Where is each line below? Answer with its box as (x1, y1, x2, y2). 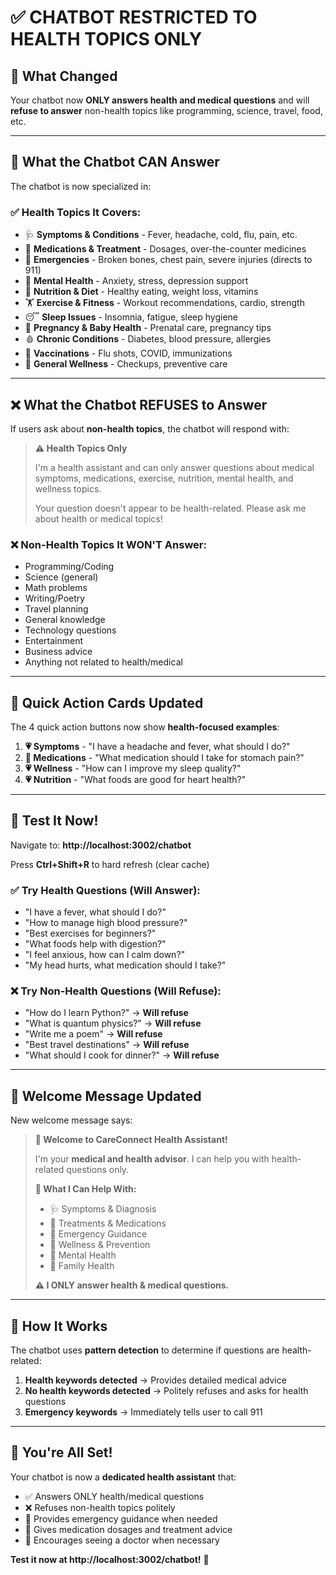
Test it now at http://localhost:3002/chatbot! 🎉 (10, 1553, 210, 1565)
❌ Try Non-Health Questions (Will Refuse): (10, 984, 222, 998)
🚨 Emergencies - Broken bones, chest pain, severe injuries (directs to (24, 254, 313, 266)
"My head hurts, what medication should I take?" (24, 959, 227, 971)
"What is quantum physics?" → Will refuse (24, 1017, 202, 1030)
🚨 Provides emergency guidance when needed (24, 1512, 218, 1525)
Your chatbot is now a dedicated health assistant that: (10, 1471, 237, 1483)
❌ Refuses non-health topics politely (24, 1501, 176, 1513)
